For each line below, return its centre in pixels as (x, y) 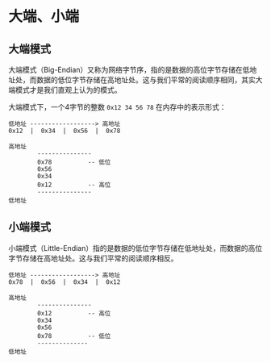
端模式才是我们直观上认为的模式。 (65, 90)
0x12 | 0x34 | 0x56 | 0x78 (65, 131)
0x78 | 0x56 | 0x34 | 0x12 (65, 282)
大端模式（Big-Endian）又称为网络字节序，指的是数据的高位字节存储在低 (129, 70)
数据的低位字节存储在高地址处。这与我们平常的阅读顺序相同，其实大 (149, 80)
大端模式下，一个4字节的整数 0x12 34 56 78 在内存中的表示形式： (117, 107)
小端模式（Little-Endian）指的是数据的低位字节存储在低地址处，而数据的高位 (135, 248)
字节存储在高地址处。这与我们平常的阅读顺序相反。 (93, 258)
